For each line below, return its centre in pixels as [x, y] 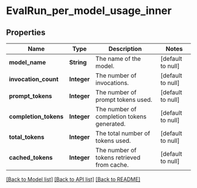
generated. [111, 124]
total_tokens [27, 137]
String [78, 62]
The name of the [118, 59]
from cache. [112, 165]
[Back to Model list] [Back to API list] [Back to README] [73, 179]
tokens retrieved [118, 158]
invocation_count [34, 79]
